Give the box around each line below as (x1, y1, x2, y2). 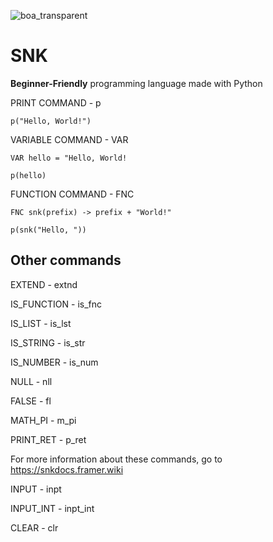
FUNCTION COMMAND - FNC (10, 188, 135, 200)
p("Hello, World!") (10, 116, 92, 126)
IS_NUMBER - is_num (10, 356, 99, 368)
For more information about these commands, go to (10, 453, 223, 465)
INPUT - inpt (10, 483, 62, 495)
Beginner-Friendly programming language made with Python (10, 77, 263, 89)
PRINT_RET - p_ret (10, 433, 87, 445)
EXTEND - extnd (10, 278, 78, 290)
